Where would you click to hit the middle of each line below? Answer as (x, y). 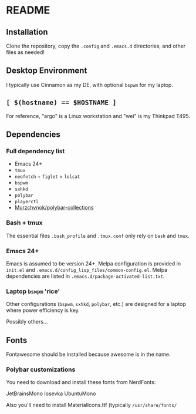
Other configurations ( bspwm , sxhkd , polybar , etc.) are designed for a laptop (96, 304)
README (28, 10)
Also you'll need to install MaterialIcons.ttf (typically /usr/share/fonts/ (92, 405)
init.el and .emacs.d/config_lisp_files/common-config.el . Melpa (87, 270)
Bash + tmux (24, 223)
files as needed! (26, 52)
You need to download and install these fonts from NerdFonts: (81, 382)
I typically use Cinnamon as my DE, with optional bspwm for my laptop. (89, 85)
